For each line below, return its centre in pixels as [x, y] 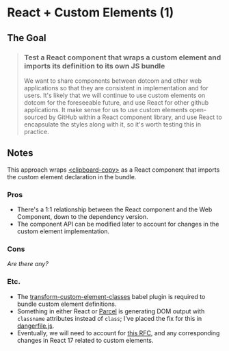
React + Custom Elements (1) [91, 13]
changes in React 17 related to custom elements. [85, 340]
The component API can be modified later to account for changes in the [118, 224]
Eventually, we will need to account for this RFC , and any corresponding [118, 333]
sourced [36, 117]
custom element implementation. [63, 231]
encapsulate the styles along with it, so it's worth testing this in [112, 124]
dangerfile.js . [36, 326]
